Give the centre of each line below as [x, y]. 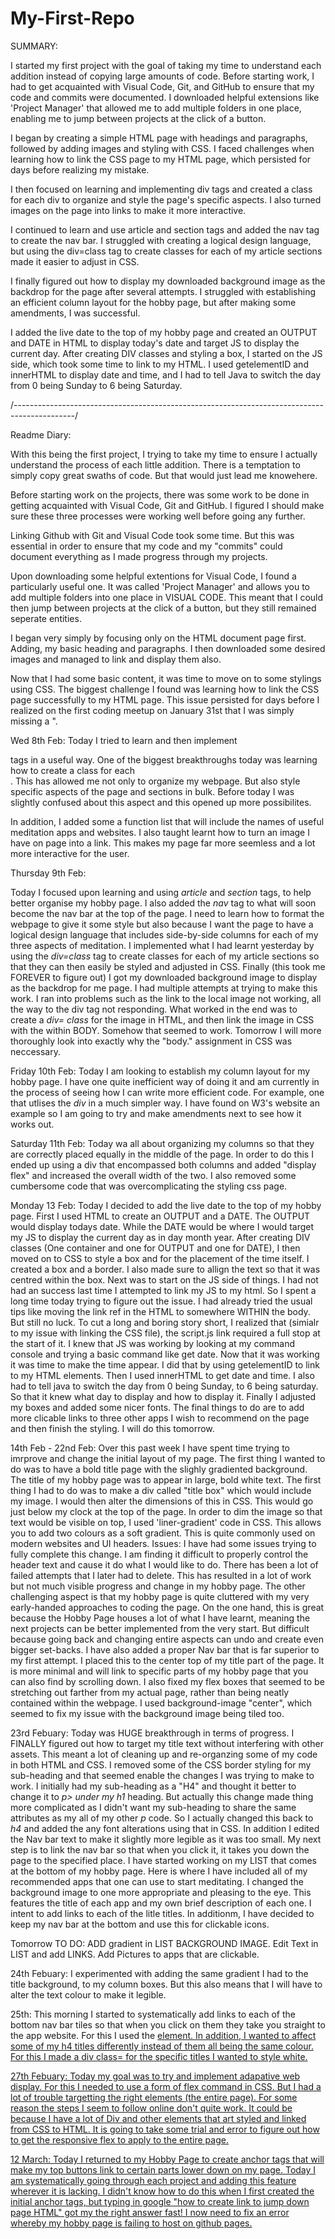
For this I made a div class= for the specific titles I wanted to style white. [159, 2056]
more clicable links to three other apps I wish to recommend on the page [160, 1418]
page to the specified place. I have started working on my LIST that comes [163, 1860]
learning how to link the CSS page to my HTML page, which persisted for [161, 159]
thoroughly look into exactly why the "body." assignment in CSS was [151, 1041]
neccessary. [36, 1051]
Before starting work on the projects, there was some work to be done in [160, 494]
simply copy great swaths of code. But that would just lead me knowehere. [164, 475]
